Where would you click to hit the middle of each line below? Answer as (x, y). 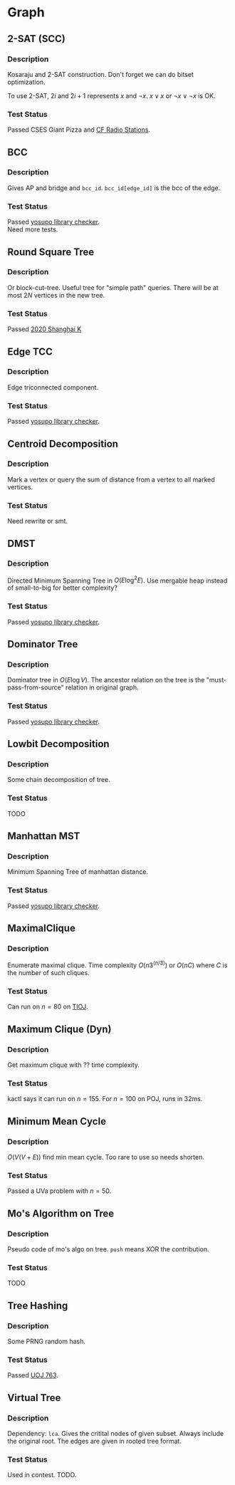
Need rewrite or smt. (37, 521)
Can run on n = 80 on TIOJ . (48, 1007)
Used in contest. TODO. (42, 1475)
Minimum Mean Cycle (57, 1121)
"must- (216, 680)
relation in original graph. (102, 687)
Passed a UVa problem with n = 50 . (59, 1191)
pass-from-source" (36, 687)
